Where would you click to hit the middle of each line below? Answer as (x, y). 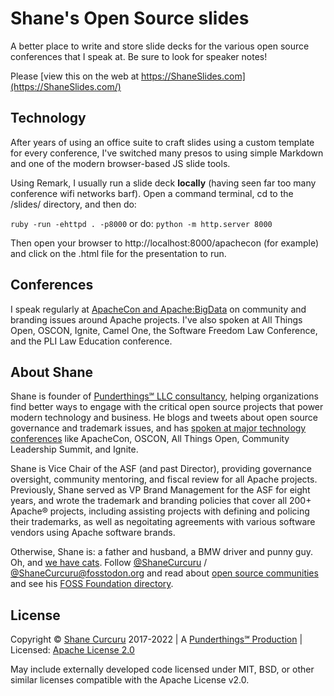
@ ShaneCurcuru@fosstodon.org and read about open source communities (164, 573)
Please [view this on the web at (75, 76)
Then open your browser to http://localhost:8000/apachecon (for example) (165, 243)
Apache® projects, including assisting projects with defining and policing (160, 511)
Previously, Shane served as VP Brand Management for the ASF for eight (160, 490)
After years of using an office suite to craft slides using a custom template (162, 142)
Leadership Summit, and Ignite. (74, 449)
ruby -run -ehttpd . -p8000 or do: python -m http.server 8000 (141, 223)
